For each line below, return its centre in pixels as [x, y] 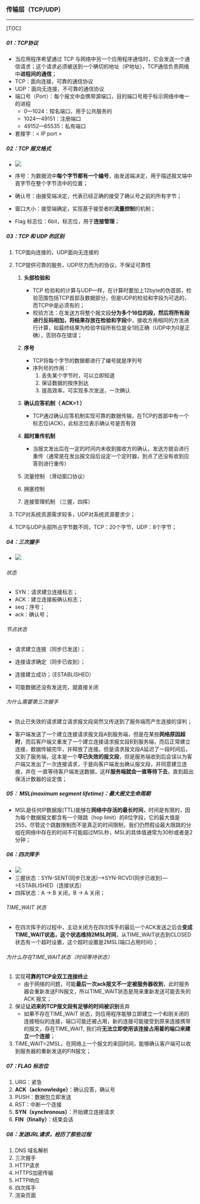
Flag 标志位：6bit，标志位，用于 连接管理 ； [67, 222]
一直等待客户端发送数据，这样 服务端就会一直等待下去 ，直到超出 [115, 771]
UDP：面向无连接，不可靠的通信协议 [60, 89]
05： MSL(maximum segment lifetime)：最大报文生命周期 [78, 794]
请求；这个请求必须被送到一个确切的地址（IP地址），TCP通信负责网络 [104, 66]
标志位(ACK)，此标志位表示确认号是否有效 [84, 423]
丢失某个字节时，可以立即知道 [78, 376]
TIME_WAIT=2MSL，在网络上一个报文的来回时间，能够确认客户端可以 [100, 1044]
